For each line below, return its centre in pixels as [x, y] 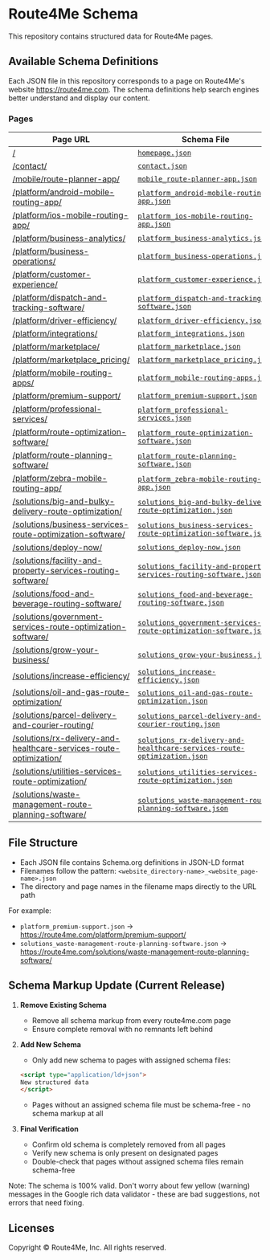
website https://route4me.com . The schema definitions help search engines [134, 89]
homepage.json [164, 153]
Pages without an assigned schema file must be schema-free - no [141, 1105]
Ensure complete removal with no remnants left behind [122, 1029]
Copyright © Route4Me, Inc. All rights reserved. [88, 1248]
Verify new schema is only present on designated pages [125, 1153]
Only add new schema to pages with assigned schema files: [131, 1060]
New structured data [54, 1082]
